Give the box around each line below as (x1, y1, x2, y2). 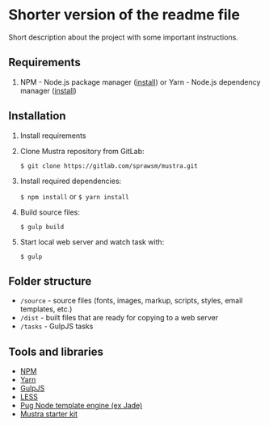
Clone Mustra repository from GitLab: (19, 146, 145, 156)
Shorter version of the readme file (8, 6, 241, 24)
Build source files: (19, 207, 81, 217)
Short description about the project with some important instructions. (8, 32, 238, 42)
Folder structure (8, 274, 92, 288)
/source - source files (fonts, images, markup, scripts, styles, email (19, 296, 243, 306)
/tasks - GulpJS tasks (19, 321, 94, 332)
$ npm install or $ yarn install (19, 191, 129, 201)
